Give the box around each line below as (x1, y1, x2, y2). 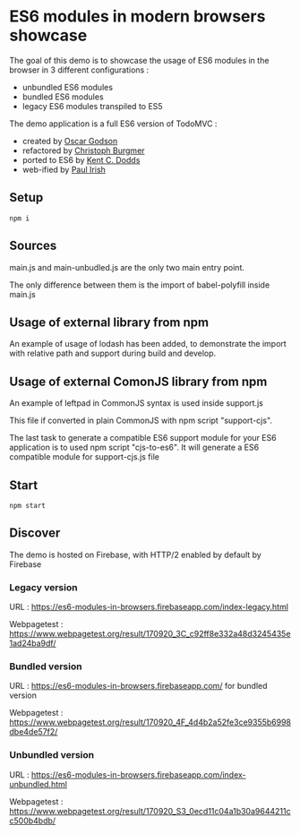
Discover (9, 526, 61, 541)
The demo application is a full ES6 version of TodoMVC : (9, 118, 218, 129)
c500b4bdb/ (9, 815, 56, 826)
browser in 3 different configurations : (9, 64, 150, 75)
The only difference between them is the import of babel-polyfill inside (9, 279, 270, 290)
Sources (9, 238, 57, 254)
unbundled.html (9, 778, 67, 789)
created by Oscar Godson (21, 135, 118, 146)
